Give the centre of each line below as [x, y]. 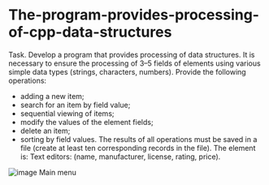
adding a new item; [52, 96]
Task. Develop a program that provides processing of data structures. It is [132, 54]
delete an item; [45, 131]
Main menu [58, 172]
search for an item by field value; [75, 105]
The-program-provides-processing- [134, 15]
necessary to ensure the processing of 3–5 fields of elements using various [135, 63]
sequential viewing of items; [67, 113]
